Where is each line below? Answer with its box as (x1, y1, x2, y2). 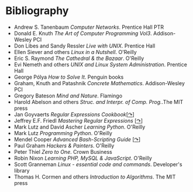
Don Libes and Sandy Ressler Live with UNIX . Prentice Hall (13, 42, 156, 49)
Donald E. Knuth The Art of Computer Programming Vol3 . (13, 29, 153, 36)
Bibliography (5, 4, 69, 18)
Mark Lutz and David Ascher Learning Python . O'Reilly (13, 123, 146, 130)
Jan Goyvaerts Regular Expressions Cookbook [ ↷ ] (13, 110, 135, 118)
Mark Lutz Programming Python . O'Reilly (13, 129, 112, 136)
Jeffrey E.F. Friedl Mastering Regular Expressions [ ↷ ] (13, 117, 143, 124)
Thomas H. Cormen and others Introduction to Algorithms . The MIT (13, 173, 176, 180)
